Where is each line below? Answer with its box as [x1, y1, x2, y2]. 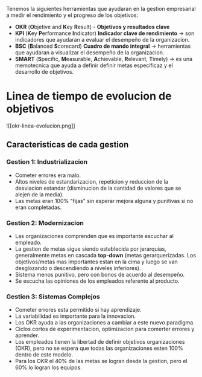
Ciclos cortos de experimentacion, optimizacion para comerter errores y [14, 326, 195, 333]
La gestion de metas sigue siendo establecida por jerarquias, [14, 245, 167, 253]
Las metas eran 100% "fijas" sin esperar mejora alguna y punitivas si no [14, 197, 194, 204]
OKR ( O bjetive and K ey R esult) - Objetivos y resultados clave [14, 24, 170, 30]
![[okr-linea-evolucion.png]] [6, 122, 75, 129]
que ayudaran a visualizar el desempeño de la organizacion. [14, 49, 165, 56]
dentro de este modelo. [14, 351, 74, 358]
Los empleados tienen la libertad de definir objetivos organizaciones [14, 338, 185, 346]
